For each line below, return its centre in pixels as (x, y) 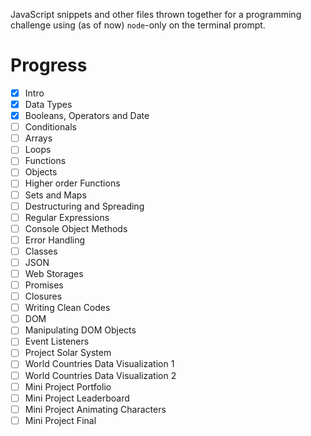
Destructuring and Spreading (84, 206)
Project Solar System (68, 353)
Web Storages (54, 273)
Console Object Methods (76, 228)
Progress (49, 65)
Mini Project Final (60, 420)
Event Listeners (57, 341)
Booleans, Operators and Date (87, 116)
